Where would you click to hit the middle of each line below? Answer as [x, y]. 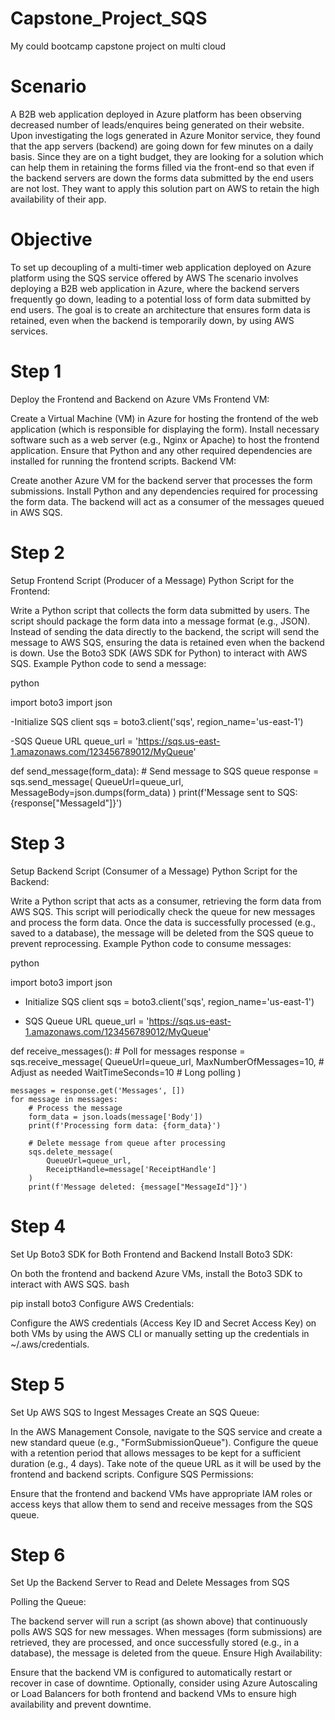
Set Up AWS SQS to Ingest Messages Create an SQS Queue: [135, 1412]
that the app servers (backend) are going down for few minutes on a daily [162, 146]
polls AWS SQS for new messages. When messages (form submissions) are [166, 1632]
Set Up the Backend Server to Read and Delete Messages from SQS [150, 1583]
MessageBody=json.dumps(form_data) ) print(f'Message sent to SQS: [154, 792]
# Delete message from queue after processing [127, 1143]
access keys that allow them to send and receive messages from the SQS [161, 1504]
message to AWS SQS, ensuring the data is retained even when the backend [167, 642]
